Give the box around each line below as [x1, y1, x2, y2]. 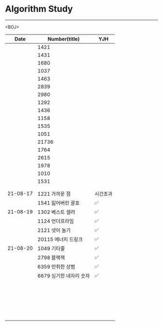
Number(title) [48, 35, 80, 42]
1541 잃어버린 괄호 [37, 199, 80, 206]
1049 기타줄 [37, 245, 65, 252]
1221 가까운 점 [37, 190, 71, 197]
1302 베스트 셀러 [37, 208, 75, 215]
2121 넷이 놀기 [37, 227, 71, 234]
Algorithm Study [5, 3, 73, 15]
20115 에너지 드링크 [37, 236, 83, 242]
